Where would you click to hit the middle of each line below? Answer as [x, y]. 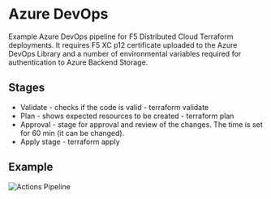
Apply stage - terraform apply [70, 142]
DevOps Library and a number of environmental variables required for [125, 53]
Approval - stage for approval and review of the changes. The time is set [141, 124]
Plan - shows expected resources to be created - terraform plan [127, 116]
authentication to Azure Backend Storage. [78, 62]
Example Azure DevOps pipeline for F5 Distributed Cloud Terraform [121, 36]
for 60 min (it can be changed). [72, 133]
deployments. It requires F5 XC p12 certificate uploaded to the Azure [123, 44]
